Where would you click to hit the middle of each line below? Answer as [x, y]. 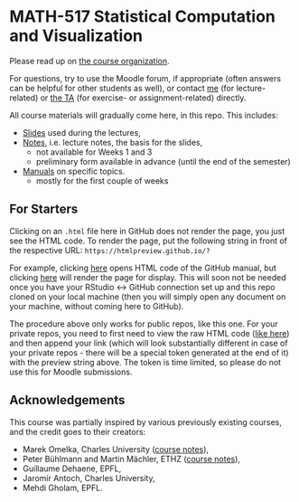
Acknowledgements [67, 400]
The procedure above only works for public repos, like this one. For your [144, 324]
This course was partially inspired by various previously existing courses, [145, 421]
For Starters [44, 209]
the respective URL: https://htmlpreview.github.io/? [110, 250]
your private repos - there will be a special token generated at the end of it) [149, 352]
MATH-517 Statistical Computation [142, 17]
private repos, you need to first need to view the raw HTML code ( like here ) [149, 333]
